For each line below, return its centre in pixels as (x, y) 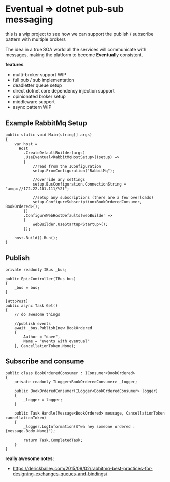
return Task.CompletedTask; (53, 440)
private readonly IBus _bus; (36, 270)
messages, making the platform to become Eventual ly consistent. (74, 55)
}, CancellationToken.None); (45, 346)
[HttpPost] (17, 301)
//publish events (33, 323)
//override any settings (59, 179)
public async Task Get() (32, 305)
